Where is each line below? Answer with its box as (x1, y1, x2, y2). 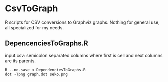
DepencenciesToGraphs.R (5, 39, 88, 48)
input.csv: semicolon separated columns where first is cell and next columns (5, 52, 163, 58)
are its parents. (5, 58, 36, 64)
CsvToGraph (5, 3, 58, 14)
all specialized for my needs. (5, 24, 64, 30)
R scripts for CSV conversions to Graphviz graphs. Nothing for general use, (5, 19, 160, 25)
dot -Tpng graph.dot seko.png (5, 72, 68, 77)
